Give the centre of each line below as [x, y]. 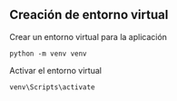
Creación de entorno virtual [89, 15]
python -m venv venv [49, 54]
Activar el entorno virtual [56, 70]
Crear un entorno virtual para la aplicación [88, 36]
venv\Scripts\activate [52, 87]
